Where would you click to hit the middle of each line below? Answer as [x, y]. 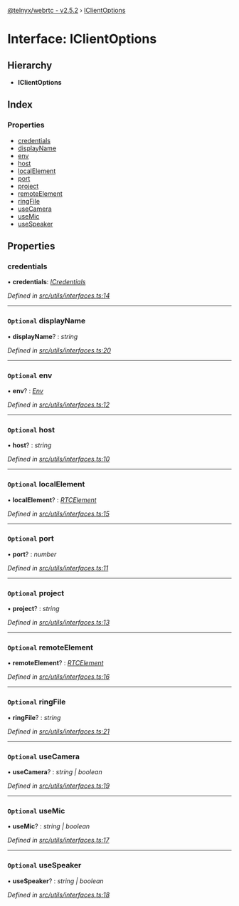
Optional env [30, 375]
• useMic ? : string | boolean [49, 826]
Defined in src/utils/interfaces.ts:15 [59, 514]
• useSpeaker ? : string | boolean [56, 881]
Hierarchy [30, 65]
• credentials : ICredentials [47, 282]
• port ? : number [32, 554]
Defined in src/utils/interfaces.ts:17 [58, 840]
